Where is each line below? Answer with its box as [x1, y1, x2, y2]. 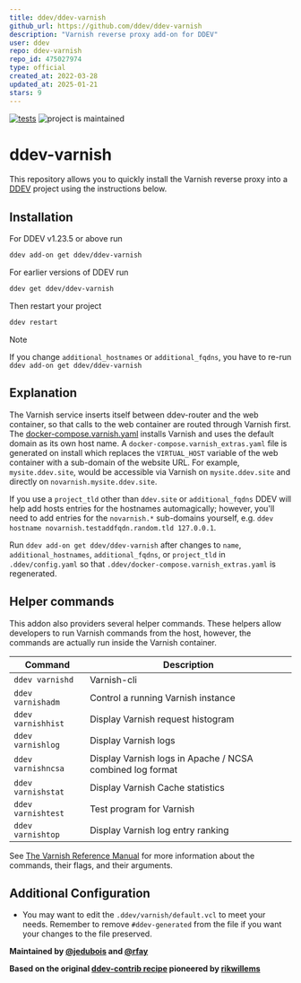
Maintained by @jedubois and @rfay [9, 946, 149, 957]
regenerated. [9, 567, 57, 579]
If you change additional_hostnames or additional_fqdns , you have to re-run [9, 351, 292, 362]
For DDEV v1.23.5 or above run [9, 233, 123, 244]
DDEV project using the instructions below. [9, 183, 168, 194]
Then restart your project [9, 301, 102, 311]
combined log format [89, 763, 178, 776]
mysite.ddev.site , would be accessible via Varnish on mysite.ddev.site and [9, 466, 291, 477]
